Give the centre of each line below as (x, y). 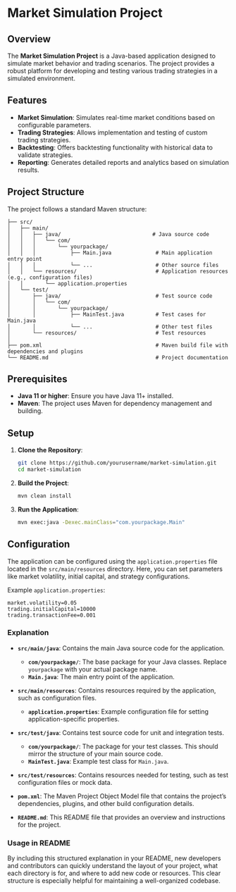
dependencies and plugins (45, 351)
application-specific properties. (74, 719)
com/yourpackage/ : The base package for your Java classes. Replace (127, 662)
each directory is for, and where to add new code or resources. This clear (114, 873)
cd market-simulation (49, 470)
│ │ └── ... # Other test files (110, 327)
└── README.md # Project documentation (118, 357)
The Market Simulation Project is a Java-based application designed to (112, 56)
